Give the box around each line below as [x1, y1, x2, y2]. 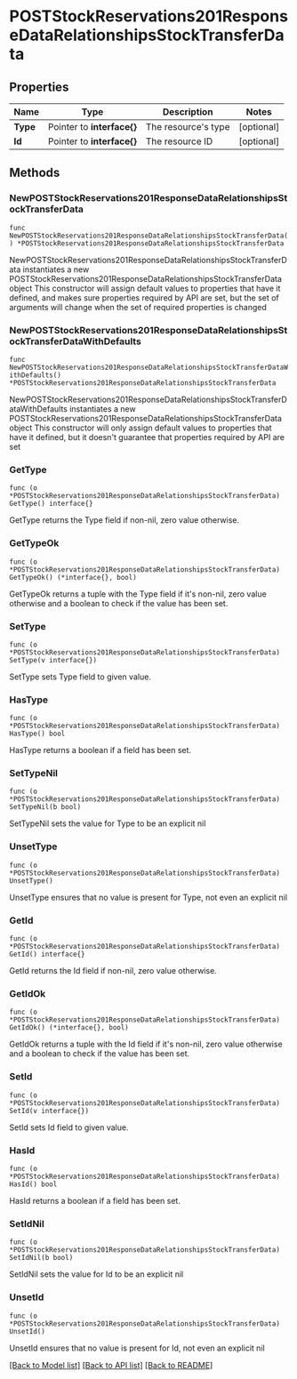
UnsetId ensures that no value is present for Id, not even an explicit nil [9, 1343, 265, 1353]
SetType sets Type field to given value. [9, 671, 151, 682]
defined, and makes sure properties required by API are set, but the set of [9, 292, 280, 303]
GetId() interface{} [9, 950, 86, 959]
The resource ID [145, 135, 213, 148]
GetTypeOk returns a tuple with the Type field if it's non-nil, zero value [9, 589, 267, 599]
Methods [9, 165, 60, 180]
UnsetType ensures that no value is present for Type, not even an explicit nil [9, 892, 287, 902]
